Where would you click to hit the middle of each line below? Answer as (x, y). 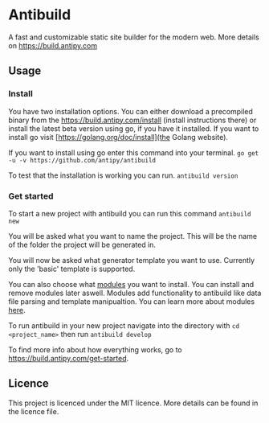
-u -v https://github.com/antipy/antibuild (82, 160)
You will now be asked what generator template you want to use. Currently (132, 260)
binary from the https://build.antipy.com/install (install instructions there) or (132, 120)
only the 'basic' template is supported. (72, 269)
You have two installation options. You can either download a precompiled (130, 111)
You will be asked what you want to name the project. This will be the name (133, 236)
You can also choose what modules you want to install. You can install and (131, 284)
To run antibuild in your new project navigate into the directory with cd (124, 325)
